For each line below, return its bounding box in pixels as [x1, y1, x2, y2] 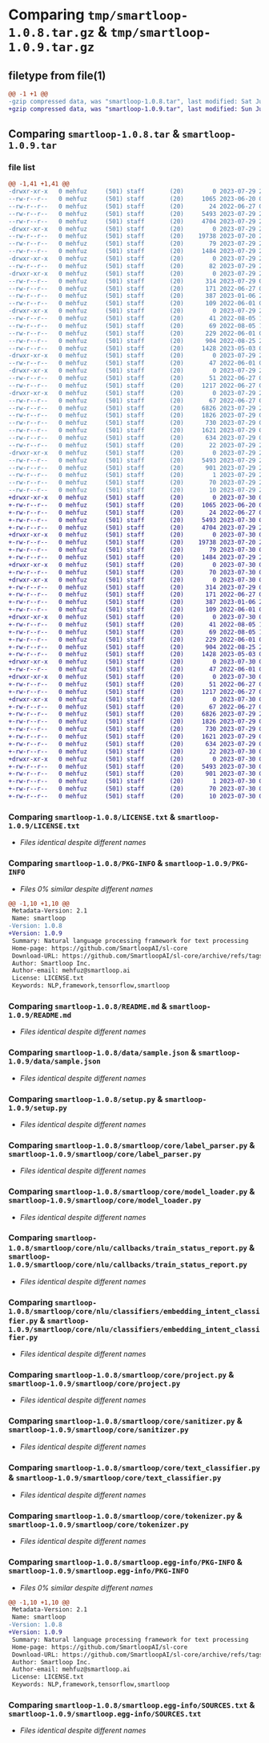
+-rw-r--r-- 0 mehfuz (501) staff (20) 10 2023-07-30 [8, 793, 256, 801]
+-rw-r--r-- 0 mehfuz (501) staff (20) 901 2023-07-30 [8, 769, 256, 778]
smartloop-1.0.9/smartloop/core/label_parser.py [8, 1149, 202, 1158]
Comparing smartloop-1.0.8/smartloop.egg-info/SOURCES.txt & [8, 1700, 255, 1711]
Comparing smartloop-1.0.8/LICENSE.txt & [8, 811, 176, 823]
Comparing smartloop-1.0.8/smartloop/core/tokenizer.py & [8, 1510, 243, 1521]
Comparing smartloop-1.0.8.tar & [8, 127, 180, 141]
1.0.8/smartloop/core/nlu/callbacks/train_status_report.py [8, 1243, 248, 1253]
